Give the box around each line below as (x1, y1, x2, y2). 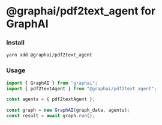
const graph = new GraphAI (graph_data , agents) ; (6, 107, 130, 114)
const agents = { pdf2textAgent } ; (6, 96, 95, 103)
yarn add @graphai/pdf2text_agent (6, 52, 93, 58)
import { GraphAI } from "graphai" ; (6, 80, 98, 86)
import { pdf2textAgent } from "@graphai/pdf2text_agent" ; (6, 85, 157, 91)
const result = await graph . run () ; (6, 113, 95, 119)
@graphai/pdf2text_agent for (6, 4, 156, 18)
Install (6, 38, 25, 47)
